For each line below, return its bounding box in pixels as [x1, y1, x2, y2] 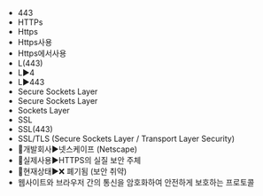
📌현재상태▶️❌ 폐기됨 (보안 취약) [17, 166, 128, 176]
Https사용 [17, 37, 53, 47]
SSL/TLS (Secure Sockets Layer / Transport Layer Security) [17, 133, 236, 144]
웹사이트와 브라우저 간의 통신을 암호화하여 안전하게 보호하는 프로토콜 [17, 177, 255, 187]
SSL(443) [17, 124, 53, 134]
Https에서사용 [17, 48, 67, 59]
